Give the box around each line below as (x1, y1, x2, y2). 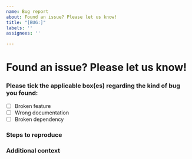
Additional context (6, 146, 61, 154)
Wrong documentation (14, 109, 69, 116)
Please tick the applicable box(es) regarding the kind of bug (6, 82, 181, 90)
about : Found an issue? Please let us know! (6, 14, 117, 20)
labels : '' (6, 25, 33, 31)
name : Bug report (6, 8, 49, 15)
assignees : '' (6, 31, 41, 36)
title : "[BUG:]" (6, 19, 46, 25)
